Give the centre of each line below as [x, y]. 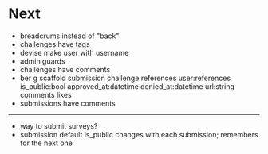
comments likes [45, 94]
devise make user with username [74, 52]
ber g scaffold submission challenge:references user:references [125, 78]
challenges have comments [65, 69]
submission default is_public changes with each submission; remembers [139, 134]
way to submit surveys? [59, 126]
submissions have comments [67, 103]
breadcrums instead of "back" [69, 36]
